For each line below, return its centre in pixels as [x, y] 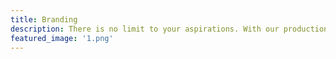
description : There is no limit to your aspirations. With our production [169, 29]
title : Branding [44, 19]
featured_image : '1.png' [62, 38]
